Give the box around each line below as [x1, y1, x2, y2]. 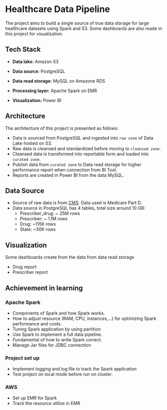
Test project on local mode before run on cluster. [12, 371, 113, 377]
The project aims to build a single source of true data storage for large [5, 20, 150, 26]
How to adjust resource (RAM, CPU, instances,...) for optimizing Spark [12, 315, 157, 321]
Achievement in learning [5, 284, 83, 292]
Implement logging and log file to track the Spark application [12, 366, 137, 372]
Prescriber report [12, 269, 48, 275]
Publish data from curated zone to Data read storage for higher [12, 161, 142, 167]
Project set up [5, 354, 40, 361]
